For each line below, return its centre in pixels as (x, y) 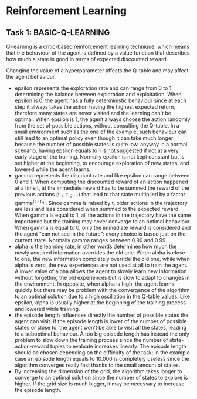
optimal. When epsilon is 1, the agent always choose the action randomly (102, 119)
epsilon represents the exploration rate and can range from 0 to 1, (94, 88)
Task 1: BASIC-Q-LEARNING (58, 33)
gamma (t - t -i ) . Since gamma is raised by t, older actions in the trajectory (101, 202)
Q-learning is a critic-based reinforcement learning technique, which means (98, 46)
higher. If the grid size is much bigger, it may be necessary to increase (99, 384)
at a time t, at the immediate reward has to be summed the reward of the (102, 188)
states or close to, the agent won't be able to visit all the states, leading (100, 328)
